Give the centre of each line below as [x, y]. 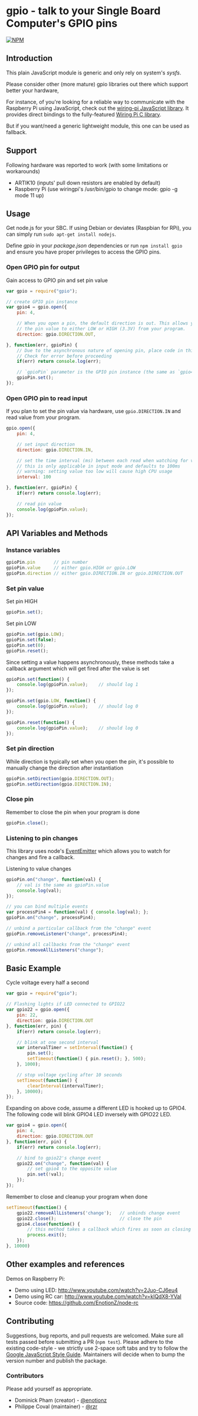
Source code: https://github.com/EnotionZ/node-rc [77, 1303]
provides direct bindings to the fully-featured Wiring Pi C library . [84, 114]
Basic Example [34, 968]
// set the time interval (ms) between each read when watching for [103, 460]
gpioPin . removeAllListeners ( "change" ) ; [55, 950]
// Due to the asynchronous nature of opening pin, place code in [100, 350]
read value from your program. [43, 417]
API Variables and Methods [57, 533]
